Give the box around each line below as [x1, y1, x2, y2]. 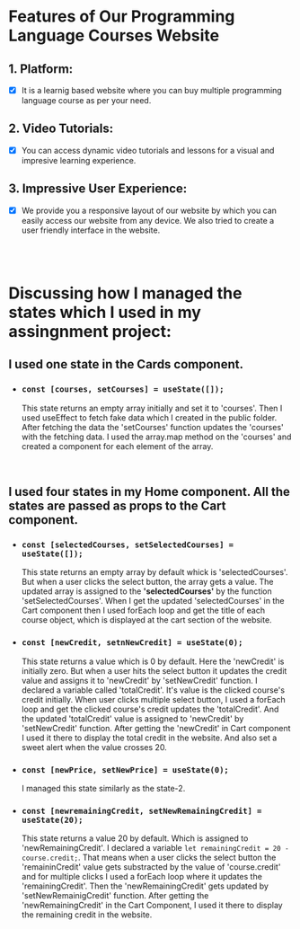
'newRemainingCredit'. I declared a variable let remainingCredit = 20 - [21, 843, 289, 854]
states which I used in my [8, 303, 201, 323]
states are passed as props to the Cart [8, 499, 226, 514]
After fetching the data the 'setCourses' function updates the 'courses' [21, 421, 284, 432]
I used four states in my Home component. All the [8, 484, 291, 500]
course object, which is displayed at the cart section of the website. [21, 615, 272, 625]
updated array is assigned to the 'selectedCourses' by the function [21, 586, 273, 597]
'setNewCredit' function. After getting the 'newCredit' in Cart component [21, 722, 291, 733]
